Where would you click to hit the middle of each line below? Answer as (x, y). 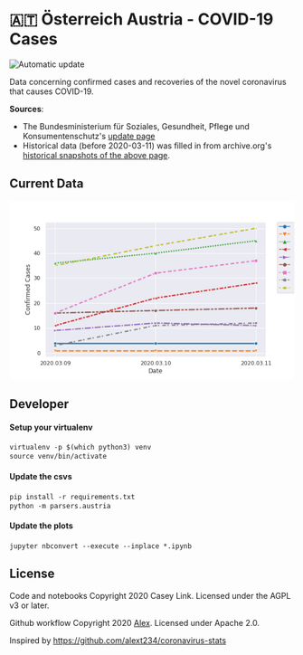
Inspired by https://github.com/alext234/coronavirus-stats (118, 640)
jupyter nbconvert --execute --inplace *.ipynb (101, 546)
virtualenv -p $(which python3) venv (80, 448)
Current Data (47, 184)
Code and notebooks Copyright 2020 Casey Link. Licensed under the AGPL (150, 595)
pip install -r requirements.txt (72, 497)
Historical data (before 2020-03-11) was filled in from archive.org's (147, 146)
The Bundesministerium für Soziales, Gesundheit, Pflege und (136, 126)
